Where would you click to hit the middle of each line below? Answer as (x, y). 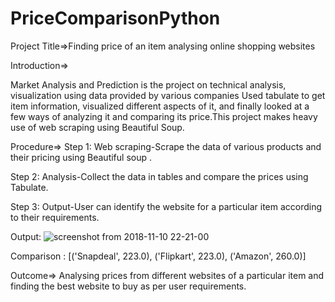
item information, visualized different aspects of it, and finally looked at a (160, 106)
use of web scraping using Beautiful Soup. (97, 127)
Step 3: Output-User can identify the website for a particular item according (166, 206)
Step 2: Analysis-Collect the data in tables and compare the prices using (159, 176)
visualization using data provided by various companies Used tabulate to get (168, 95)
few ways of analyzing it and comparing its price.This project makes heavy (164, 116)
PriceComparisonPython (115, 18)
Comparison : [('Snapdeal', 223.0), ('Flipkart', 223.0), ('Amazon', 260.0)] (158, 256)
